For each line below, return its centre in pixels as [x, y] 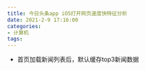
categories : [24, 26]
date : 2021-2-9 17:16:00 [43, 20]
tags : [15, 39]
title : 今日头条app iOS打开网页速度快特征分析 [67, 13]
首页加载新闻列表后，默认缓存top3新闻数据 [78, 60]
